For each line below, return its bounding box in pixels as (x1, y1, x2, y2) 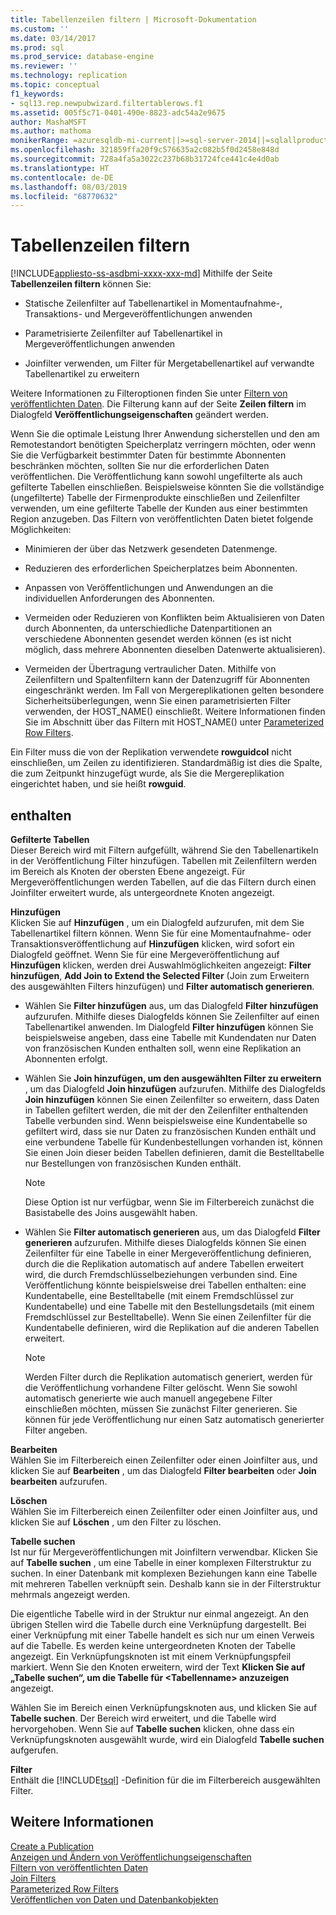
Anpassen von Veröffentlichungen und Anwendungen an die (24, 582, 274, 594)
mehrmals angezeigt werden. (10, 1589, 131, 1600)
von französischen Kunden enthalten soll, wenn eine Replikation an (24, 1042, 302, 1054)
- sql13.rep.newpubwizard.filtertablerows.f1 (10, 98, 203, 108)
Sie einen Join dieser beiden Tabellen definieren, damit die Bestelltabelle (24, 1147, 325, 1158)
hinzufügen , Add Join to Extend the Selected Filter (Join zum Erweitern (10, 970, 310, 981)
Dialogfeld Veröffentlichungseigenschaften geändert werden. (10, 409, 269, 421)
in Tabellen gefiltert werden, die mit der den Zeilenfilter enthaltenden (24, 1104, 308, 1116)
